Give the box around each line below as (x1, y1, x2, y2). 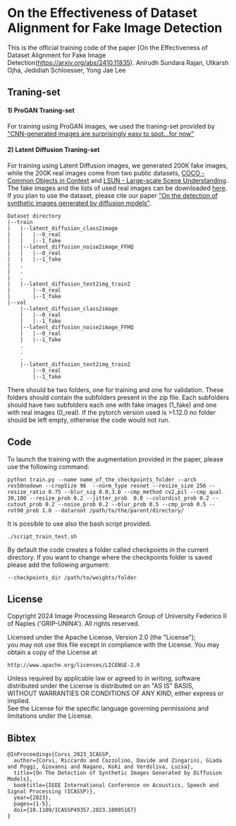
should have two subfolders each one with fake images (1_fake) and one (7, 401, 217, 409)
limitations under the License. (7, 712, 93, 720)
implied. (7, 697, 30, 705)
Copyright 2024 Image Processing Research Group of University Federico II (7, 612, 227, 620)
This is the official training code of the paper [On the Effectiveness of (7, 43, 208, 52)
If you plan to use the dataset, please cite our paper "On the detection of (7, 191, 218, 199)
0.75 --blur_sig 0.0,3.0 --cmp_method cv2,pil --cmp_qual (48, 488, 222, 495)
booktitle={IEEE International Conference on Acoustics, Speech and (13, 782, 219, 789)
